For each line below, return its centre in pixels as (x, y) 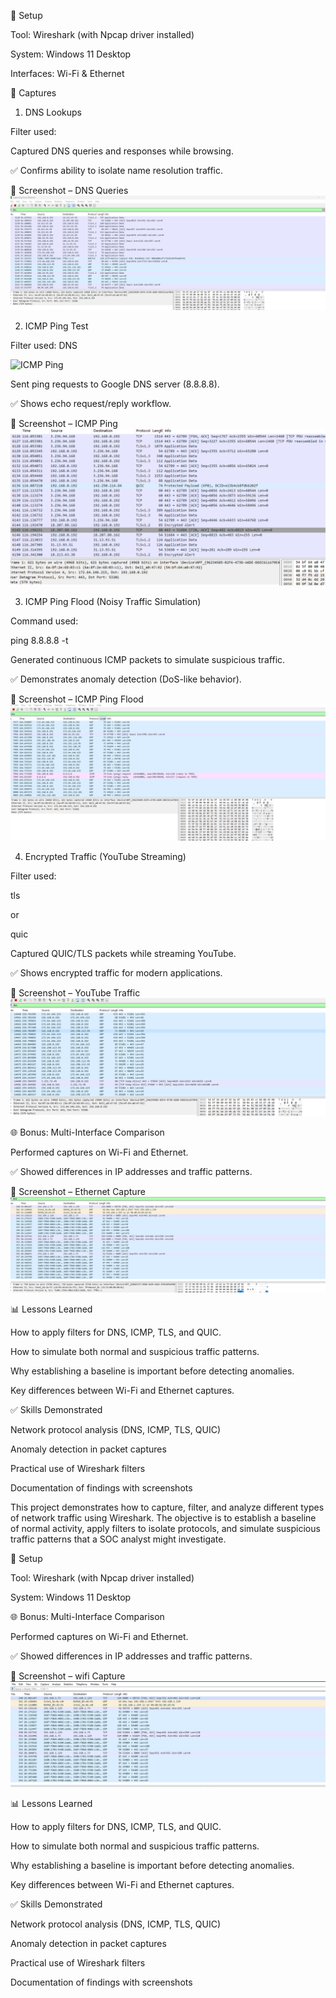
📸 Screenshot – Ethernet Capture (78, 1191)
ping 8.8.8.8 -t (39, 641)
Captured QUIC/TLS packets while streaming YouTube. (123, 953)
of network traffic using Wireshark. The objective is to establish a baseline (163, 1518)
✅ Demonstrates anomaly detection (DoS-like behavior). (126, 679)
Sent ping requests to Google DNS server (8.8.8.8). (115, 384)
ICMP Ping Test (56, 326)
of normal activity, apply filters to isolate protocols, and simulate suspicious (165, 1529)
